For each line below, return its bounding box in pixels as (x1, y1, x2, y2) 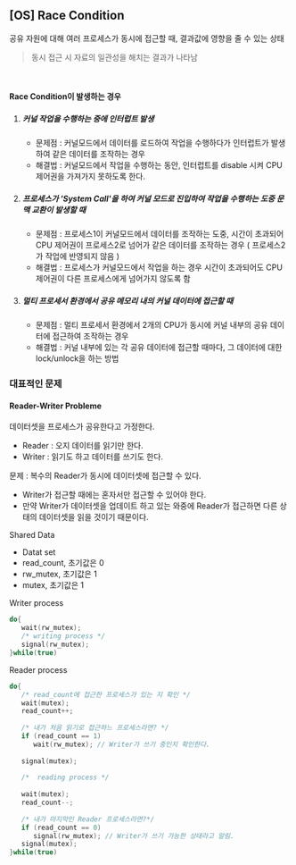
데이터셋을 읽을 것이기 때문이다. (38, 512, 149, 523)
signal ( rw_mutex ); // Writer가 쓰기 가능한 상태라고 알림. (32, 831, 234, 840)
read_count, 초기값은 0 (21, 558, 104, 568)
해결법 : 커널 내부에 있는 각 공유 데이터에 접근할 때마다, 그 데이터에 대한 (35, 342, 283, 353)
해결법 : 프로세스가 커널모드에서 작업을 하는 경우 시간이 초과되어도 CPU (35, 262, 284, 273)
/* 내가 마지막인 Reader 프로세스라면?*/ (21, 814, 155, 824)
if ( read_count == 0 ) (21, 823, 102, 832)
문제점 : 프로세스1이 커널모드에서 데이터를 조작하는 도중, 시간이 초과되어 (35, 229, 284, 239)
